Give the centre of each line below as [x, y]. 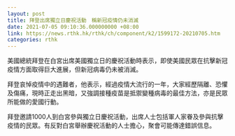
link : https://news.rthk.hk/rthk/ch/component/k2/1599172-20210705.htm [114, 33]
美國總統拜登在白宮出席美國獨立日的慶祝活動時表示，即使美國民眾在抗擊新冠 [117, 61]
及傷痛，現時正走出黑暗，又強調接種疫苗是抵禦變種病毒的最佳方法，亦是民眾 [117, 93]
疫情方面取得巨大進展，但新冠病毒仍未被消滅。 [74, 69]
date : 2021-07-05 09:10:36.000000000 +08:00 [73, 27]
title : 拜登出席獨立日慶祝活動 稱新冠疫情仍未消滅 [73, 20]
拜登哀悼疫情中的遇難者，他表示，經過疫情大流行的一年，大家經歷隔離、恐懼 [117, 84]
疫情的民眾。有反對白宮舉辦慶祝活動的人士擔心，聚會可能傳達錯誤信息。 [111, 125]
